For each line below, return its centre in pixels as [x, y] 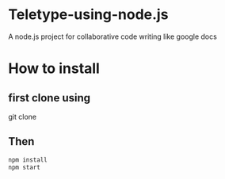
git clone [23, 116]
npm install [28, 160]
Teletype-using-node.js [88, 15]
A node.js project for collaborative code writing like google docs [113, 36]
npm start [25, 167]
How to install [54, 69]
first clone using [50, 98]
